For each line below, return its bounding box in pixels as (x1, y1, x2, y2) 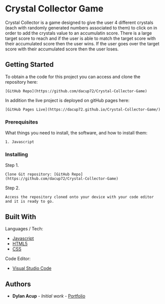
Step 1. (5, 162, 19, 168)
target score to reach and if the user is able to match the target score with (5, 35, 156, 41)
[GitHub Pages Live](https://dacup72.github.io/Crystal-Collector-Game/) (5, 107, 161, 112)
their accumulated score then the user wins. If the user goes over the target (5, 40, 160, 46)
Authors (5, 280, 31, 288)
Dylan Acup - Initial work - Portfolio (12, 293, 86, 299)
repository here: (5, 79, 38, 85)
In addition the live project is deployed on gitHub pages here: (5, 97, 130, 103)
